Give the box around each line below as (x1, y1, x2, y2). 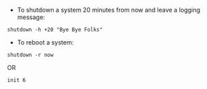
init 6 (7, 77, 26, 84)
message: (17, 13, 45, 21)
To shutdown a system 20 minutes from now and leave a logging (17, 6, 201, 14)
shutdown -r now (7, 51, 54, 58)
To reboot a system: (17, 38, 74, 47)
